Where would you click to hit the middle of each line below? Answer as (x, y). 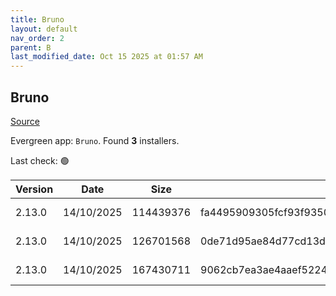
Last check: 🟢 (40, 160)
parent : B (31, 47)
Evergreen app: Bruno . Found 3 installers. (95, 140)
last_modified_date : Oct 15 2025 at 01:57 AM (106, 57)
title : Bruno (37, 19)
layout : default (44, 29)
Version (34, 189)
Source (25, 121)
